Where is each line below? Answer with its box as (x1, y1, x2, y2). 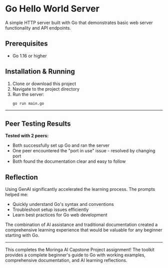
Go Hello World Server (5, 3, 100, 15)
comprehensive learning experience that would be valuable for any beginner (5, 227, 162, 233)
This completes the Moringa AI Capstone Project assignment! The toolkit (5, 246, 155, 253)
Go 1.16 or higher (12, 53, 47, 59)
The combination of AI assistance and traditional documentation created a (5, 221, 158, 228)
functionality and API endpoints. (5, 25, 71, 31)
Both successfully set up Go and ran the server (12, 142, 110, 148)
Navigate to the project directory (12, 86, 80, 92)
